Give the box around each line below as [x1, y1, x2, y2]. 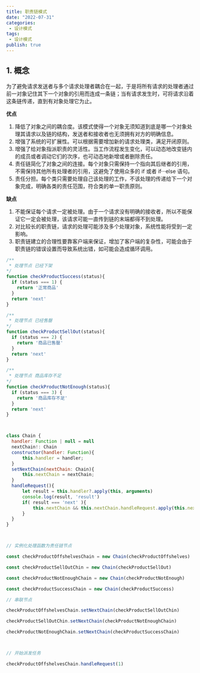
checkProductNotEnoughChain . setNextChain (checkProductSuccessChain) [6, 629, 180, 635]
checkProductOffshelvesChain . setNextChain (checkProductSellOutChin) [6, 607, 180, 613]
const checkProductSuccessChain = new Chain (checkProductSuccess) [6, 586, 174, 592]
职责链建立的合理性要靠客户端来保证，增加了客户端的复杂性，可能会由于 [14, 237, 192, 245]
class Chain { [6, 433, 42, 439]
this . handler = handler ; [21, 455, 84, 461]
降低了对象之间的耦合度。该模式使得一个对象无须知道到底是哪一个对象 [14, 123, 187, 130]
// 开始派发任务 [6, 650, 41, 656]
